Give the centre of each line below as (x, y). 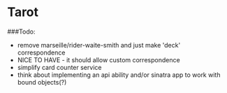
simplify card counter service (59, 67)
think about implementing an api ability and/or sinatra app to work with (119, 75)
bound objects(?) (42, 82)
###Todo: (21, 31)
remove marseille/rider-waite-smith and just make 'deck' (99, 45)
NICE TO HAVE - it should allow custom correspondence (98, 59)
